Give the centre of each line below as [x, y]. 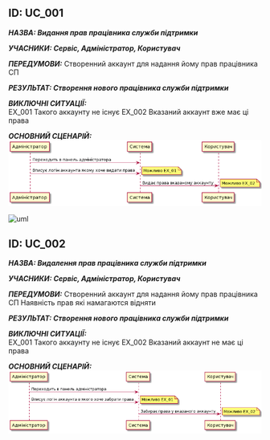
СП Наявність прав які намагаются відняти [82, 303]
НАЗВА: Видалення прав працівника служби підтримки [107, 263]
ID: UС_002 [37, 244]
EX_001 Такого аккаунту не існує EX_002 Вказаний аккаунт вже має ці [129, 112]
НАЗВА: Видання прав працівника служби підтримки [103, 32]
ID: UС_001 [36, 13]
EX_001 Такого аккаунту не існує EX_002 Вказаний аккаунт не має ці [126, 342]
